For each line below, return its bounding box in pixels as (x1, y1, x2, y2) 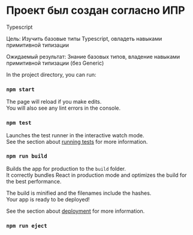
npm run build (6, 153, 47, 159)
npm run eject (6, 222, 47, 229)
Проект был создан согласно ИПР (6, 4, 185, 17)
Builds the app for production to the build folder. (6, 165, 126, 172)
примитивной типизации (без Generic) (6, 59, 104, 67)
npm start (6, 86, 35, 93)
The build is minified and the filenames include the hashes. (6, 189, 152, 197)
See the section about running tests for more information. (6, 138, 148, 145)
